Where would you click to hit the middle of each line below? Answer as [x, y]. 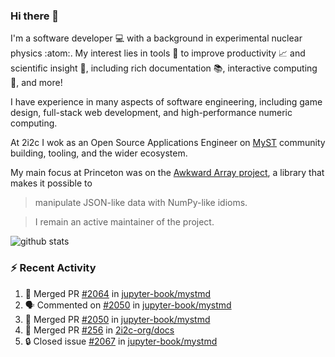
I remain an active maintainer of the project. [124, 222]
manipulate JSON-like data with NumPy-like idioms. [141, 203]
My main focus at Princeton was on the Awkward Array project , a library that [167, 173]
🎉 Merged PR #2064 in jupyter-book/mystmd [118, 293]
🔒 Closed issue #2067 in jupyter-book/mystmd [121, 341]
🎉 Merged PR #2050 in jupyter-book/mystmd [117, 319]
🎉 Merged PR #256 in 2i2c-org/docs [99, 330]
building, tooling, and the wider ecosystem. [99, 153]
